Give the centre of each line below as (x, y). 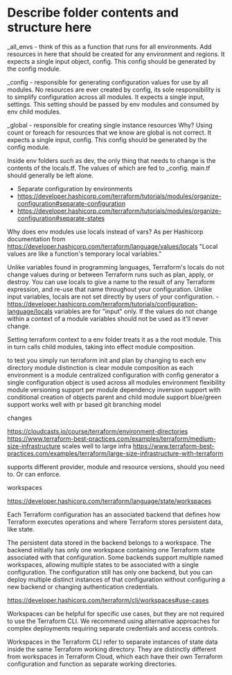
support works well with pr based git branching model (84, 404)
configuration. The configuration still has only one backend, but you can (110, 572)
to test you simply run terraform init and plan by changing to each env (107, 360)
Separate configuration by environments (75, 189)
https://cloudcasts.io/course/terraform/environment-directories (98, 431)
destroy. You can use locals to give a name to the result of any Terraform (111, 281)
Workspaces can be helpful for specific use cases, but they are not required (116, 613)
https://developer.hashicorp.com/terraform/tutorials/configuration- (102, 304)
